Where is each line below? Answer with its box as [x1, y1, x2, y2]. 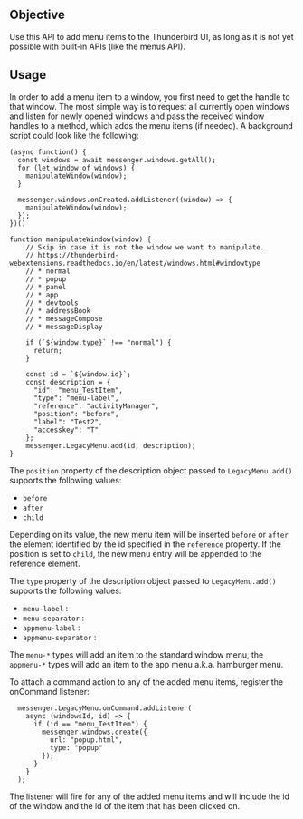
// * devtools [25, 298, 79, 307]
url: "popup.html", [49, 735, 124, 745]
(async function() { [9, 147, 88, 157]
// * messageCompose [25, 314, 103, 323]
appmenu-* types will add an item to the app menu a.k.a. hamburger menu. [9, 658, 284, 669]
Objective [9, 7, 66, 23]
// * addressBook [25, 306, 91, 316]
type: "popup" [49, 743, 103, 752]
